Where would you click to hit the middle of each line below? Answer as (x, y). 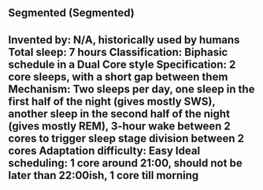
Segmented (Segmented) (72, 13)
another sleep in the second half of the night (119, 114)
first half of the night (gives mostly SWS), (112, 101)
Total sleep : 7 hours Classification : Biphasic (118, 52)
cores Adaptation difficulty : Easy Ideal (104, 150)
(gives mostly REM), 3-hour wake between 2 (119, 126)
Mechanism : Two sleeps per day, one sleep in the (131, 89)
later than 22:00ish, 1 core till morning (104, 175)
